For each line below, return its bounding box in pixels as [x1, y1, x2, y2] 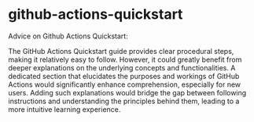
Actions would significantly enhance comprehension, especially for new [8, 80, 241, 89]
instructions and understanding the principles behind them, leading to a [8, 96, 240, 106]
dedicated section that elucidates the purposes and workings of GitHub [8, 71, 240, 81]
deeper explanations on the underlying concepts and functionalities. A [8, 63, 236, 72]
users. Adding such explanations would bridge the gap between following [8, 88, 247, 97]
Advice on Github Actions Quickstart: [8, 31, 128, 41]
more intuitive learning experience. [8, 104, 121, 114]
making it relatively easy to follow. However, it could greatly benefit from [8, 55, 242, 64]
